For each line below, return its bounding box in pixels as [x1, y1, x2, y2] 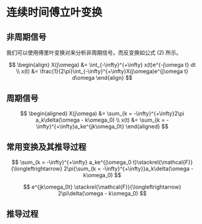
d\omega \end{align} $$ [72, 74, 133, 81]
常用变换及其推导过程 [6, 142, 86, 152]
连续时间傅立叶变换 [6, 5, 103, 19]
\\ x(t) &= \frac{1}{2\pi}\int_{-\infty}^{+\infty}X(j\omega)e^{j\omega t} [16, 68, 189, 75]
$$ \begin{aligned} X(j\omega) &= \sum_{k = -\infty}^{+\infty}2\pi [20, 110, 184, 117]
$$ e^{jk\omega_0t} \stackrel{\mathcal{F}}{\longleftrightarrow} [23, 183, 181, 191]
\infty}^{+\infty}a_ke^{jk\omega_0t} [36, 122, 125, 130]
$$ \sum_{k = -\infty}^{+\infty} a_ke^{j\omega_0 [12, 158, 132, 166]
